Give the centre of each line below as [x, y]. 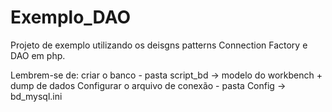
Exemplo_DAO [70, 17]
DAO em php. [38, 55]
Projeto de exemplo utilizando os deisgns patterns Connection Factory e [159, 45]
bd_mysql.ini [36, 96]
